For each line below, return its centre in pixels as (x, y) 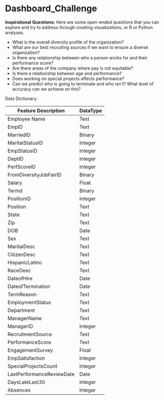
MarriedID (19, 134)
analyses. (15, 32)
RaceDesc (19, 270)
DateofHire (20, 278)
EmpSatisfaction (26, 358)
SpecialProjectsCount (33, 366)
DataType (91, 110)
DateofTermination (29, 286)
